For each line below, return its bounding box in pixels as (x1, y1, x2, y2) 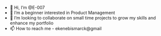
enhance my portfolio (9, 20, 54, 26)
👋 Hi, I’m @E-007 (9, 5, 45, 10)
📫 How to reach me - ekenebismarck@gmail (9, 26, 102, 31)
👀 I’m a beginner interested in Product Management (9, 10, 115, 16)
